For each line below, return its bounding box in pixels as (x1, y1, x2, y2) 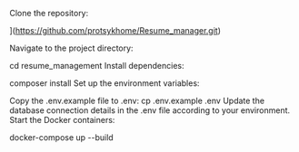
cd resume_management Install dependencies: (9, 61, 184, 71)
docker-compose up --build (9, 132, 114, 143)
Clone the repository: (9, 8, 89, 18)
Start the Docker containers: (9, 115, 115, 125)
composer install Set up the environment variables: (9, 78, 200, 89)
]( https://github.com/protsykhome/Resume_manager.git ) (9, 25, 221, 35)
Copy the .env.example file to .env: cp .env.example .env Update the (9, 95, 265, 106)
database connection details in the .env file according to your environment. (9, 105, 291, 116)
